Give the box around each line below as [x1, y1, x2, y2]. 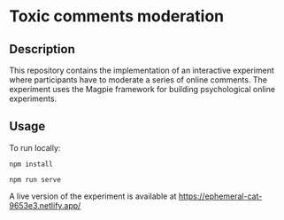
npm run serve [9, 175, 62, 184]
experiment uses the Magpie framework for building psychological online [9, 84, 276, 94]
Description [9, 42, 75, 57]
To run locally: [9, 142, 61, 153]
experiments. [9, 93, 58, 104]
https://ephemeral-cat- [178, 191, 263, 201]
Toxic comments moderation [9, 6, 225, 27]
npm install [9, 160, 53, 169]
